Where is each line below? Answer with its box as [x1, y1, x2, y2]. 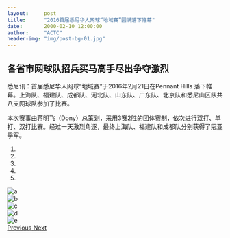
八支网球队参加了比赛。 [7, 99, 73, 107]
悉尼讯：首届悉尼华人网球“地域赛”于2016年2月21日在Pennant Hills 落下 [7, 82, 207, 90]
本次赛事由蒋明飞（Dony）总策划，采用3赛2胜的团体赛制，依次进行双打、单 [7, 114, 221, 122]
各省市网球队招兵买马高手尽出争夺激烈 [7, 62, 169, 74]
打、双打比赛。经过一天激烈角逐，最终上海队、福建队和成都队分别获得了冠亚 [7, 122, 223, 130]
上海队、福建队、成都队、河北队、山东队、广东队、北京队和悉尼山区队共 [18, 91, 223, 99]
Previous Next [7, 224, 47, 232]
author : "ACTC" [7, 29, 63, 36]
